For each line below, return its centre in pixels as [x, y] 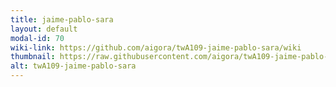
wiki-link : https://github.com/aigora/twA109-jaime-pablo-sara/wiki [156, 47]
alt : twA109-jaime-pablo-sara [73, 66]
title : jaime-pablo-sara [62, 19]
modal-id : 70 [37, 38]
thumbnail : [33, 57]
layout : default [44, 29]
